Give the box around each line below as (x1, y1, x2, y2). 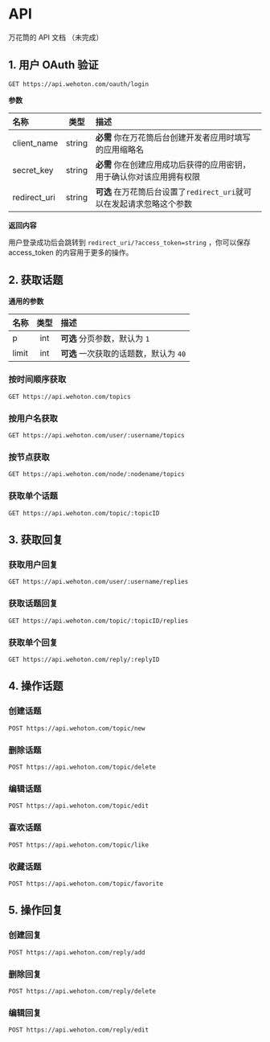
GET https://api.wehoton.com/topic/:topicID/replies (8, 617, 189, 625)
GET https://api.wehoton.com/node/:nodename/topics (8, 470, 185, 478)
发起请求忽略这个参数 (111, 198, 193, 209)
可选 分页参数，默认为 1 (60, 333, 150, 344)
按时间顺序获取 (8, 374, 67, 385)
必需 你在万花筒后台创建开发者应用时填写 (95, 132, 251, 143)
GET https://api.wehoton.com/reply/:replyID (8, 656, 160, 664)
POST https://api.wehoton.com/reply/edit (8, 1026, 149, 1034)
